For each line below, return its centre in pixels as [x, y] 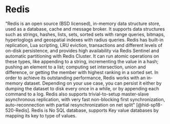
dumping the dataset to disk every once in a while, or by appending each [82, 88]
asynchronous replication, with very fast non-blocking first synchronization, [85, 99]
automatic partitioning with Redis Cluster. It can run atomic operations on [82, 56]
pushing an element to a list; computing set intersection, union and [76, 67]
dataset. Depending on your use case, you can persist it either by [93, 83]
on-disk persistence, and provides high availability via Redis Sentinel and [82, 51]
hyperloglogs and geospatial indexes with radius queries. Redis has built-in [84, 40]
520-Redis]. [18, 110]
